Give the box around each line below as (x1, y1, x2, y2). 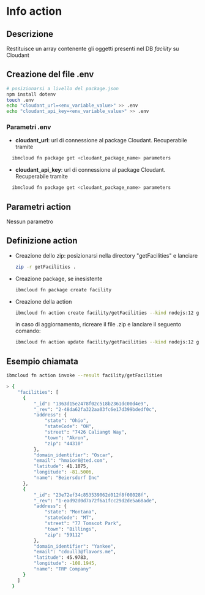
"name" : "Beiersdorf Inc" (33, 475, 100, 481)
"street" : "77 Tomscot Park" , (45, 520, 122, 527)
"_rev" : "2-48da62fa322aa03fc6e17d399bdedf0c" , (33, 406, 157, 412)
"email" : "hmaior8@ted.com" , (33, 458, 108, 464)
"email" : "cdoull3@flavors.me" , (33, 549, 116, 555)
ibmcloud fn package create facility (15, 286, 112, 293)
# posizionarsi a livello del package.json (6, 85, 119, 91)
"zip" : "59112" (45, 532, 84, 538)
